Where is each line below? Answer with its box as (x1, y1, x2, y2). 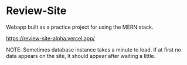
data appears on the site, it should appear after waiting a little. (6, 52, 156, 59)
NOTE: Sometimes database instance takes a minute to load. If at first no (6, 46, 182, 53)
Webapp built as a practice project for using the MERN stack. (6, 23, 154, 30)
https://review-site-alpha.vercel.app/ (6, 35, 95, 42)
